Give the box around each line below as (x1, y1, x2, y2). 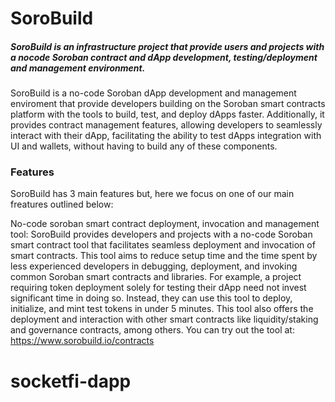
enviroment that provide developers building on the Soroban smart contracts (10, 98, 326, 110)
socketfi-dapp (10, 370, 132, 392)
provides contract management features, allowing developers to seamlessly (10, 119, 323, 131)
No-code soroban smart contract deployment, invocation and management (10, 218, 320, 230)
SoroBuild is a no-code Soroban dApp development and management (10, 87, 297, 99)
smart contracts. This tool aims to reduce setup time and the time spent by (10, 250, 318, 262)
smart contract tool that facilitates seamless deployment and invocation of (10, 239, 316, 251)
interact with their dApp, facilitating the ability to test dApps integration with (10, 130, 322, 142)
